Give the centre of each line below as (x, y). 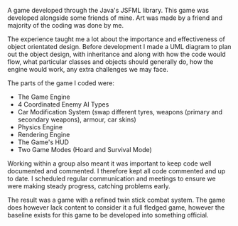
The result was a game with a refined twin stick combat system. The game (117, 200)
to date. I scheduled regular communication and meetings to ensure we (112, 178)
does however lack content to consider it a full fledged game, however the (116, 208)
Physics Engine (40, 127)
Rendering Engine (44, 135)
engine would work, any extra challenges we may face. (88, 69)
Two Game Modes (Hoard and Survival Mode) (85, 150)
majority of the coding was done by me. (66, 25)
